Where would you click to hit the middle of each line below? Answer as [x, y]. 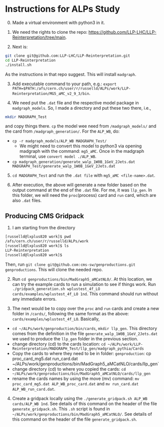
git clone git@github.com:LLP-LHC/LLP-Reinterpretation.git [68, 56]
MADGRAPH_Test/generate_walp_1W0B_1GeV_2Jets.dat [64, 166]
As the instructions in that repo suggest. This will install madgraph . [71, 74]
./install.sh [18, 65]
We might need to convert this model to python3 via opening [81, 146]
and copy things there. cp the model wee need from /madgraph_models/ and [81, 126]
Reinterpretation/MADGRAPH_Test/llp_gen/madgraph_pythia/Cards [78, 349]
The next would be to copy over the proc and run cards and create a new [85, 308]
